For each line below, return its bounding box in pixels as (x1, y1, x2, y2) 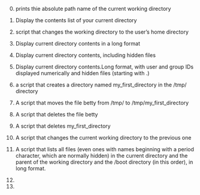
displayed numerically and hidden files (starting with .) (15, 70, 150, 77)
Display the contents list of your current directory (15, 17, 137, 23)
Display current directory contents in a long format (15, 40, 140, 47)
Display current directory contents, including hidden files (15, 52, 156, 59)
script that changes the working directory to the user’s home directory (15, 28, 189, 35)
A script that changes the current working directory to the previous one (15, 134, 192, 141)
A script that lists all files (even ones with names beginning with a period (15, 146, 194, 152)
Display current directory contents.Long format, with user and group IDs (15, 63, 194, 70)
